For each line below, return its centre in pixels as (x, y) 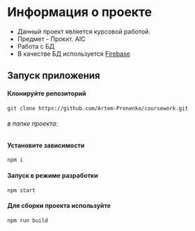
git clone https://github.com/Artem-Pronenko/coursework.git (98, 108)
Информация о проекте (79, 12)
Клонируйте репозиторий (47, 93)
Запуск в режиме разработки (53, 175)
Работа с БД (36, 46)
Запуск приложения (54, 76)
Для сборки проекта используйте (59, 206)
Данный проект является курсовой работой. (84, 31)
